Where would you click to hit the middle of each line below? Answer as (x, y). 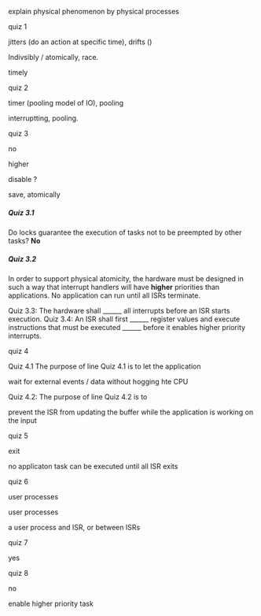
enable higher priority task (51, 603)
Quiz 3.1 (21, 213)
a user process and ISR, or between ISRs (74, 527)
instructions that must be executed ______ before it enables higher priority (127, 327)
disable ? (23, 179)
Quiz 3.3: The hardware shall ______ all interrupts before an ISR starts (119, 310)
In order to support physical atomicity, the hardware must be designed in (126, 278)
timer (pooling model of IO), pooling (66, 103)
